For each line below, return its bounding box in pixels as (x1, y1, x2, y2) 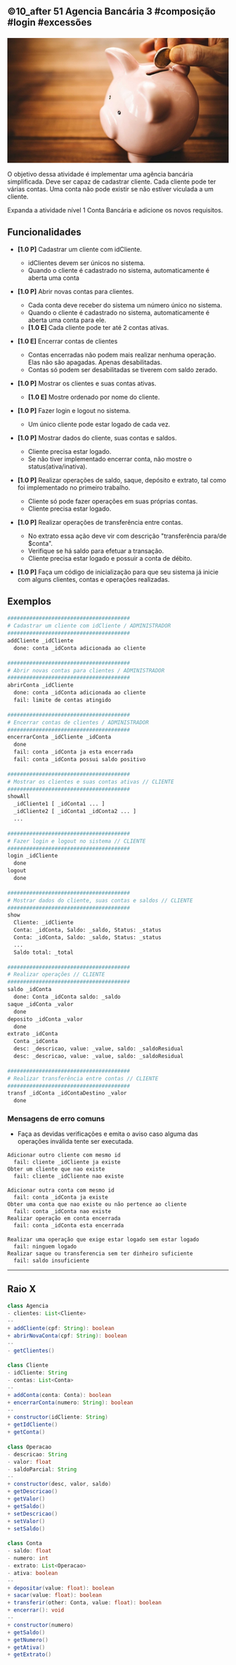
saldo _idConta (7, 986, 52, 993)
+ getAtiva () (7, 1644, 46, 1651)
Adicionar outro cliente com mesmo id (7, 1152, 121, 1159)
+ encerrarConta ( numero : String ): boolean (7, 1399, 133, 1406)
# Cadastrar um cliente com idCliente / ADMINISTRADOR (7, 623, 171, 630)
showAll (7, 793, 30, 800)
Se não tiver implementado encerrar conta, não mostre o (27, 454, 192, 463)
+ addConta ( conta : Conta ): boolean (7, 1391, 112, 1398)
